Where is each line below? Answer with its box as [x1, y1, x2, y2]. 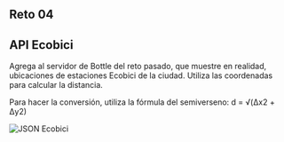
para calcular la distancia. [9, 80, 104, 91]
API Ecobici [9, 37, 74, 52]
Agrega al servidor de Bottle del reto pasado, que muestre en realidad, [9, 61, 267, 72]
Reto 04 [9, 7, 54, 22]
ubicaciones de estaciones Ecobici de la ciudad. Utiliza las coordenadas [9, 70, 273, 81]
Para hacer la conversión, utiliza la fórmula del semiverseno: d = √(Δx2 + [9, 97, 275, 107]
